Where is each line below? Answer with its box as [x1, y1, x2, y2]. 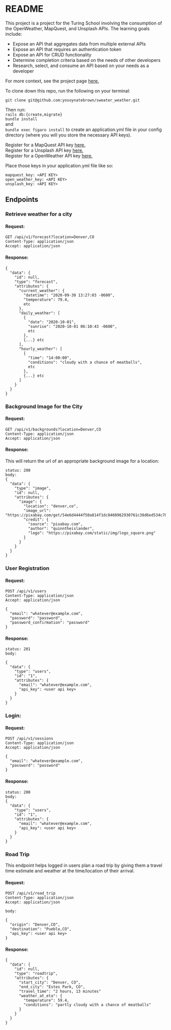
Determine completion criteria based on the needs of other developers [12, 57, 161, 63]
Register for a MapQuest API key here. [5, 142, 85, 148]
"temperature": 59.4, [23, 998, 70, 1003]
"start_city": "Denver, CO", [18, 980, 81, 985]
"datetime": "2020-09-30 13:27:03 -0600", [23, 293, 115, 298]
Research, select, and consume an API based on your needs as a [12, 62, 149, 69]
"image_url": [23, 508, 51, 513]
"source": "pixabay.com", [27, 521, 83, 527]
